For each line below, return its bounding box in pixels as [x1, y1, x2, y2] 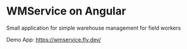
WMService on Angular [6, 4, 126, 18]
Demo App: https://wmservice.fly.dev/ [6, 36, 101, 43]
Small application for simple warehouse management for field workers [6, 24, 182, 31]
